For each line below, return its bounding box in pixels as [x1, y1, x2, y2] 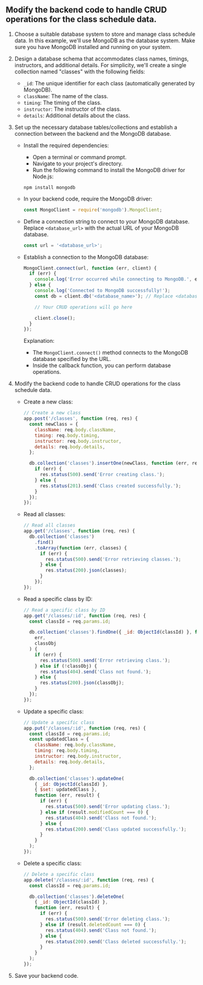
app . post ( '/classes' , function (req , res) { [23, 416, 138, 422]
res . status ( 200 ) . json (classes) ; [45, 568, 127, 574]
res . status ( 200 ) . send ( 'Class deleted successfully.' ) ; [45, 938, 187, 944]
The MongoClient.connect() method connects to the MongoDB [32, 349, 188, 356]
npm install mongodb [23, 184, 76, 190]
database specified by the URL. [32, 356, 111, 363]
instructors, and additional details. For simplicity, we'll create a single [14, 61, 187, 68]
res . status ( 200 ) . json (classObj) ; [39, 680, 125, 686]
